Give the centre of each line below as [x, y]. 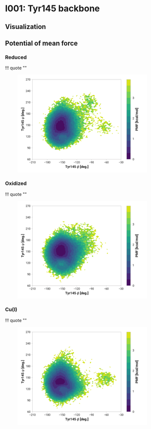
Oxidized [16, 184]
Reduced [16, 57]
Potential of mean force [42, 43]
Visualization [26, 27]
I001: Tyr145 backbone [53, 9]
